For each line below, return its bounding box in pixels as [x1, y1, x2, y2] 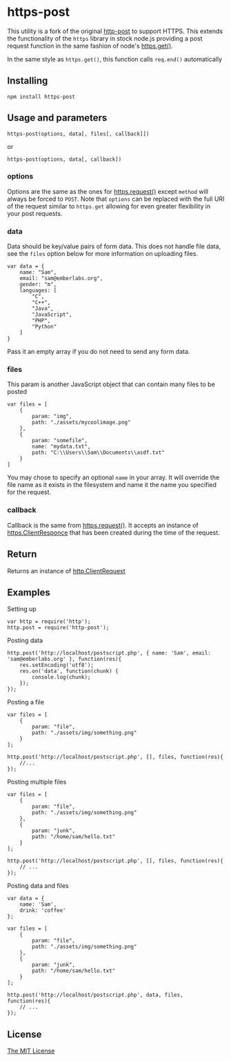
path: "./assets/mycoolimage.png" [32, 419, 131, 426]
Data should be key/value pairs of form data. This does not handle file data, [7, 242, 221, 250]
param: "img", [32, 413, 72, 420]
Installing [7, 75, 48, 87]
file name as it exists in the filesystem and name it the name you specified [7, 481, 217, 489]
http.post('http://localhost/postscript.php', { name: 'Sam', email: [7, 650, 212, 657]
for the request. [7, 488, 52, 497]
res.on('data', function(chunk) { [19, 668, 119, 675]
